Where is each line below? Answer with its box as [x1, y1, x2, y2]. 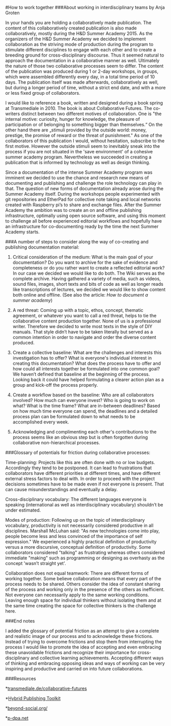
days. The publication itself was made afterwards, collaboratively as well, [5, 79, 159, 85]
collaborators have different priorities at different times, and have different [5, 470, 161, 476]
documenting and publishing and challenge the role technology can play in [5, 180, 162, 186]
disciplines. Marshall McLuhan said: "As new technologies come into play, [5, 528, 160, 534]
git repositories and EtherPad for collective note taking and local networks [5, 196, 161, 202]
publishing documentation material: [5, 244, 79, 250]
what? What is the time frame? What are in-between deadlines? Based [12, 402, 160, 409]
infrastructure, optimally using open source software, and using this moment [5, 212, 166, 219]
